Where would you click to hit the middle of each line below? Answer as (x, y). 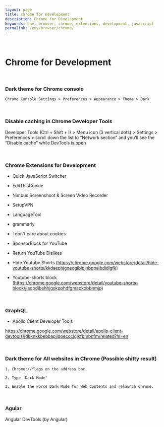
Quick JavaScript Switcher (39, 176)
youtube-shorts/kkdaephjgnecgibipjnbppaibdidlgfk (64, 268)
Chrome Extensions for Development (51, 165)
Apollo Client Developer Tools (43, 321)
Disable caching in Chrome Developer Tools (59, 121)
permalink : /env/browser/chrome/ (40, 28)
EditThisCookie (28, 185)
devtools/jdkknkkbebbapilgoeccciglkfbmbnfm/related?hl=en (67, 336)
